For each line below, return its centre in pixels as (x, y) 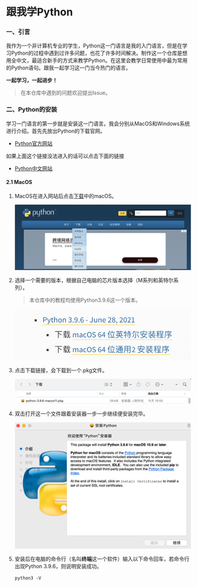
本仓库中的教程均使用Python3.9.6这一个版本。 (85, 300)
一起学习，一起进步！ (32, 81)
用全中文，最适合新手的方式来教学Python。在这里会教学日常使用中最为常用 (97, 61)
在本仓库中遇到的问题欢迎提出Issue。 (65, 93)
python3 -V (28, 578)
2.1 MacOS (19, 182)
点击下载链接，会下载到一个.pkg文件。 (61, 371)
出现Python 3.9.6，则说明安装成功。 (58, 566)
